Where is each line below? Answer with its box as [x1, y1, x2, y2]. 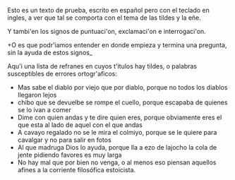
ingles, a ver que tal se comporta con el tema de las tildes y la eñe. [7, 13, 201, 22]
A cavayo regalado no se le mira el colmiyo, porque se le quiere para [17, 128, 217, 136]
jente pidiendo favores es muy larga [17, 151, 122, 159]
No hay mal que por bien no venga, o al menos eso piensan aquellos [17, 158, 217, 167]
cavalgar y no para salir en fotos [17, 136, 112, 144]
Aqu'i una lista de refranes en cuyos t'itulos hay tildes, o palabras [7, 62, 198, 70]
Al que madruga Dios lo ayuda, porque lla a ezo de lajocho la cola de [17, 143, 217, 151]
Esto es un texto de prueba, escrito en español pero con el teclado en [7, 6, 210, 14]
